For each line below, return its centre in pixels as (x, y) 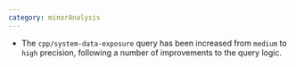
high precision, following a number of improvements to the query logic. (152, 52)
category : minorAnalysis (54, 17)
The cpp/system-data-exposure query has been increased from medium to (154, 43)
